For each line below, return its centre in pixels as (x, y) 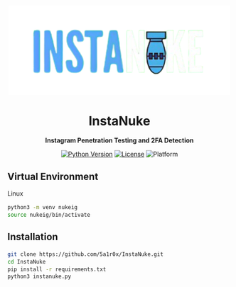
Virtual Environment (53, 176)
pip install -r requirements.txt (57, 269)
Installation (33, 237)
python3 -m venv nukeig (43, 208)
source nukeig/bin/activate (49, 215)
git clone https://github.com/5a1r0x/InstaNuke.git (85, 254)
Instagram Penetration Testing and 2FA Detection (119, 140)
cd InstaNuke (27, 261)
